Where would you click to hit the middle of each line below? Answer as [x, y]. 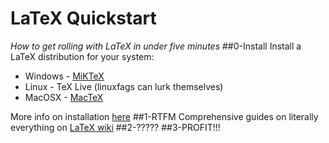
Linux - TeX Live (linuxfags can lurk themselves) [124, 86]
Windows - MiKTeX [64, 76]
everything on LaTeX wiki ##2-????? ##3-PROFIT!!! [115, 127]
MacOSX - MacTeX [64, 97]
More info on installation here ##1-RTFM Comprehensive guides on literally [164, 116]
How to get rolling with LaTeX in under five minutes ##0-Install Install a [156, 46]
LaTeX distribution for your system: [82, 56]
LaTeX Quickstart [83, 18]
